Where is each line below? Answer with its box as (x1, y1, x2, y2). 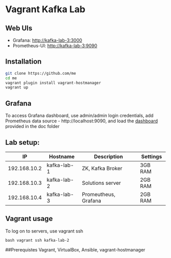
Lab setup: (5, 138, 40, 147)
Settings (141, 153, 162, 160)
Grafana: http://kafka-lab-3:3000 (12, 37, 82, 43)
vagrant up (5, 85, 28, 90)
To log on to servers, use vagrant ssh (5, 228, 83, 234)
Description (94, 153, 123, 160)
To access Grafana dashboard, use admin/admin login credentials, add (5, 113, 154, 119)
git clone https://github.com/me (5, 71, 76, 76)
